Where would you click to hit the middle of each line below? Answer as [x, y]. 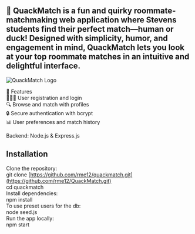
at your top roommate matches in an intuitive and [98, 57]
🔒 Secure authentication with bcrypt [50, 113]
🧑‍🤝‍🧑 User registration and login [44, 98]
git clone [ [18, 175]
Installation [27, 154]
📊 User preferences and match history [53, 122]
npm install [19, 199]
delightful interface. [43, 66]
